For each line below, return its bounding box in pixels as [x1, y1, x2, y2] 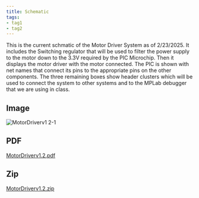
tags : [6, 14, 20, 20]
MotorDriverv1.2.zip [6, 185, 55, 192]
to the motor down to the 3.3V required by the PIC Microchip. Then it [6, 54, 174, 61]
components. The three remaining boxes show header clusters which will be [6, 73, 193, 80]
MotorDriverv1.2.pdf [6, 152, 56, 159]
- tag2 [6, 25, 23, 32]
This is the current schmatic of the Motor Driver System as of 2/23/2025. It [6, 42, 189, 49]
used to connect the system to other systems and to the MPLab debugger [6, 80, 187, 87]
